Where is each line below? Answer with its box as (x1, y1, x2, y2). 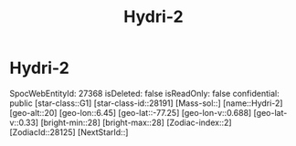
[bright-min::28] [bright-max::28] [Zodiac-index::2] (40, 117, 232, 128)
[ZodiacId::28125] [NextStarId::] (9, 126, 129, 138)
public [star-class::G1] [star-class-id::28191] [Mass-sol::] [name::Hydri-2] (9, 98, 283, 109)
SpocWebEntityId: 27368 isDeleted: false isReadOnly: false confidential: (9, 88, 280, 99)
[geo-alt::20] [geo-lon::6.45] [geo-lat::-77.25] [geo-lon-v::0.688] (9, 107, 252, 118)
